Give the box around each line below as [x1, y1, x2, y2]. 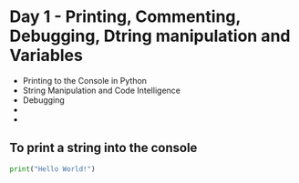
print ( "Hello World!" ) [9, 164, 96, 174]
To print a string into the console [9, 140, 198, 156]
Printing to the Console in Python [22, 75, 148, 86]
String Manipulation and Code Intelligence [22, 85, 180, 96]
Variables [9, 46, 84, 66]
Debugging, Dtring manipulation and [9, 25, 291, 46]
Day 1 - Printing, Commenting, [9, 6, 242, 27]
